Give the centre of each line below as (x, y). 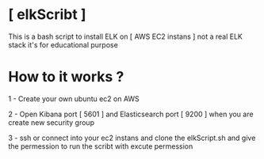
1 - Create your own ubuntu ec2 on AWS (74, 98)
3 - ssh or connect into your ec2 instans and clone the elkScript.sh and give (132, 138)
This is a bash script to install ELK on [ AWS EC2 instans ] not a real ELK (126, 36)
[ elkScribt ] (47, 15)
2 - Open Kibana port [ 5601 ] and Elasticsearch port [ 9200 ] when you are (131, 114)
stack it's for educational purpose (63, 44)
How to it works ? (66, 77)
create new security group (52, 122)
